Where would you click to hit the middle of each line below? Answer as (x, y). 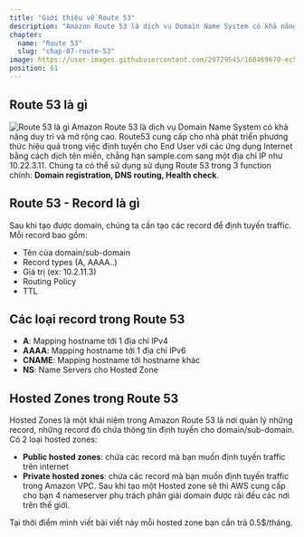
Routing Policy (49, 281)
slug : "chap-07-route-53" (66, 52)
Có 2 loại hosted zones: (53, 439)
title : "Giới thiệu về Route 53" (72, 18)
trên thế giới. (46, 505)
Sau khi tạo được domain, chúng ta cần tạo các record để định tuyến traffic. (151, 225)
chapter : (26, 34)
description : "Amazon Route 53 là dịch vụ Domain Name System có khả (143, 26)
